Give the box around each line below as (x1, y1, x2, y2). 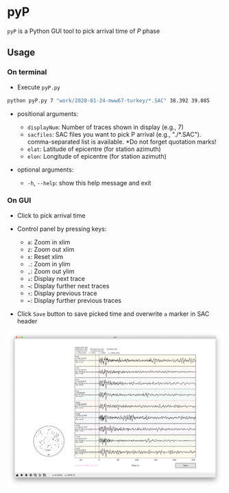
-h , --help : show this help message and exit (27, 179, 152, 187)
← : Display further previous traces (27, 296, 122, 304)
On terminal (7, 67, 47, 77)
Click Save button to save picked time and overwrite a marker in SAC (16, 310, 210, 318)
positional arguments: (16, 109, 79, 117)
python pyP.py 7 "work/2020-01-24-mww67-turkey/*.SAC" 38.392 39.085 (7, 97, 210, 104)
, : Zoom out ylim (27, 267, 75, 275)
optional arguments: (16, 165, 74, 174)
